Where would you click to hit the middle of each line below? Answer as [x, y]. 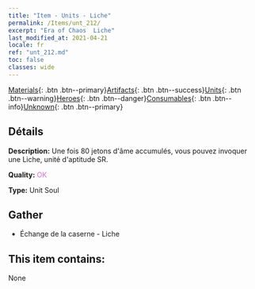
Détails [26, 132]
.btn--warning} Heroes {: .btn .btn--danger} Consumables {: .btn [110, 98]
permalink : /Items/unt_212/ [55, 23]
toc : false [26, 60]
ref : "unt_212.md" [38, 52]
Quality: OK [28, 175]
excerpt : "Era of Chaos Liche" [61, 30]
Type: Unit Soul [34, 190]
